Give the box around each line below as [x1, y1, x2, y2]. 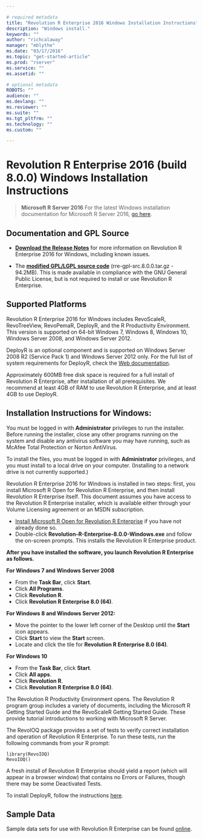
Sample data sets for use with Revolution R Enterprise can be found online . [6, 825, 192, 833]
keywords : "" [6, 31, 39, 37]
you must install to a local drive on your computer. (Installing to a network [6, 462, 189, 469]
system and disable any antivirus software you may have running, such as [6, 437, 190, 444]
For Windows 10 [6, 652, 48, 660]
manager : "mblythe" [6, 42, 56, 49]
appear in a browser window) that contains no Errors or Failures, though [6, 773, 185, 780]
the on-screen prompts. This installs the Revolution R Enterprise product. [14, 536, 197, 544]
